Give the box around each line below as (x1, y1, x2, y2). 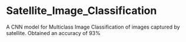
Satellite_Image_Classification (6, 4, 157, 17)
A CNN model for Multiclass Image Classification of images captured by (6, 23, 181, 30)
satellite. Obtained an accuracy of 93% (6, 29, 101, 36)
